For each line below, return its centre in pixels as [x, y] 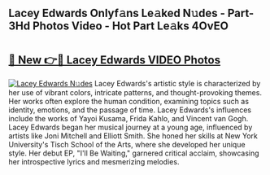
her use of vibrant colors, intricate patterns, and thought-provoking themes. [135, 92]
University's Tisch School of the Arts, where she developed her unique [127, 144]
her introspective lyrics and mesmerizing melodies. [94, 162]
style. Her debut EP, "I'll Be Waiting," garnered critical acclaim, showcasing [134, 153]
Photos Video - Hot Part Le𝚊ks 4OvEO [131, 26]
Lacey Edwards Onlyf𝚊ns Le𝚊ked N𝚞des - [117, 13]
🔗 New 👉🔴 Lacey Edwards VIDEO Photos [115, 60]
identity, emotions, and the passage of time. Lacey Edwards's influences [130, 110]
